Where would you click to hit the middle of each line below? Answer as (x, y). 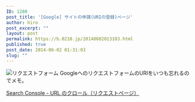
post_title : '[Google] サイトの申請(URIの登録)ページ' (69, 17)
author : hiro (22, 22)
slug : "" (17, 55)
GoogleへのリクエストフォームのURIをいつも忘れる (122, 73)
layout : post (22, 34)
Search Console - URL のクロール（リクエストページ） (73, 93)
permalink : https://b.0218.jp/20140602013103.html (70, 39)
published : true (26, 45)
